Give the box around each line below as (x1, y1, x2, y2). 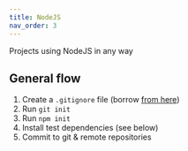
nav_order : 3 (9, 21, 57, 30)
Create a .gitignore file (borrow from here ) (21, 94, 180, 105)
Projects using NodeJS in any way (9, 45, 134, 56)
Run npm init (21, 113, 71, 124)
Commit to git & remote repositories (21, 132, 152, 142)
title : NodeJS (9, 12, 62, 22)
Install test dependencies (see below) (21, 123, 159, 133)
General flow (9, 71, 81, 86)
